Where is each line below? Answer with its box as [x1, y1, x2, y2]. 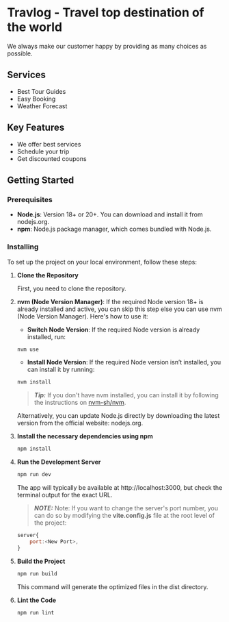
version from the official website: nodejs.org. [16, 419, 144, 427]
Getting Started [7, 174, 75, 186]
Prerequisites [7, 195, 53, 204]
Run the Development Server [16, 458, 101, 466]
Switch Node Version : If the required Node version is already [27, 325, 200, 334]
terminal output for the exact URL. [16, 491, 113, 499]
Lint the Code [16, 596, 57, 604]
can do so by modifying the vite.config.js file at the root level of [33, 512, 215, 520]
